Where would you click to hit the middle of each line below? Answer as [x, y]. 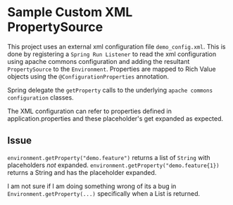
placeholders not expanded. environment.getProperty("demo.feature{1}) [113, 165]
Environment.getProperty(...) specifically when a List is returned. [104, 193]
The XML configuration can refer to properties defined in [90, 111]
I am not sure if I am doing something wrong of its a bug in [92, 186]
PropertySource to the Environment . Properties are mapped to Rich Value [112, 69]
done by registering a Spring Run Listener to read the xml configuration [112, 54]
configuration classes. [40, 97]
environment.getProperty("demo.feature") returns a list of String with [109, 157]
